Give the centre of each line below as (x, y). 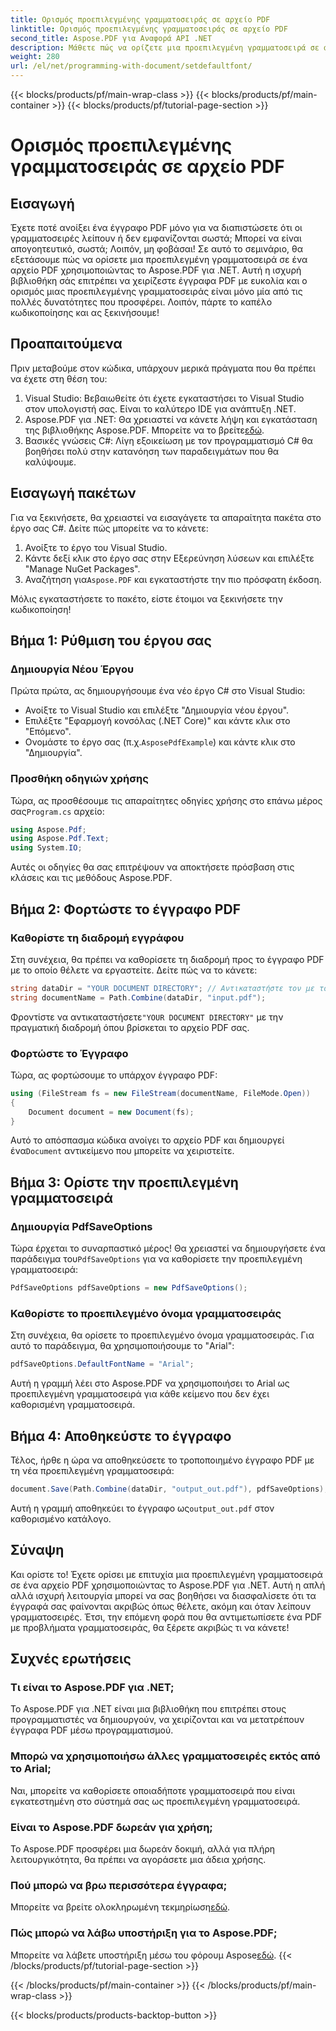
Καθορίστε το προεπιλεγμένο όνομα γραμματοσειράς (146, 1313)
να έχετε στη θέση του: (59, 378)
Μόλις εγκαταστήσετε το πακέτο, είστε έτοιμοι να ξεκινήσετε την (146, 598)
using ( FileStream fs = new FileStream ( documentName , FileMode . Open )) (160, 1093)
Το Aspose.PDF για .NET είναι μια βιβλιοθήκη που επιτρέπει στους (148, 1709)
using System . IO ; (46, 848)
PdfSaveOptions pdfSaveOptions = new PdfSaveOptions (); (129, 1288)
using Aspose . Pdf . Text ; (60, 839)
